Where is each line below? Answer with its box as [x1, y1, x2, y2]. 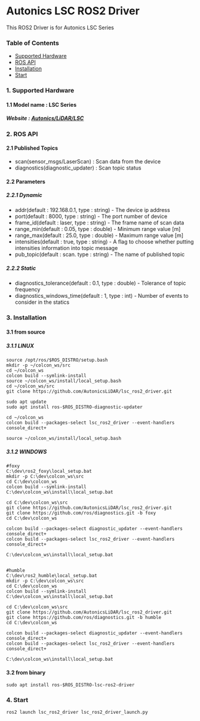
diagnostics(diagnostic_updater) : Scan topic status [14, 164, 141, 171]
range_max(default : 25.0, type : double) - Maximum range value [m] [14, 232, 184, 239]
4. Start [6, 696, 29, 704]
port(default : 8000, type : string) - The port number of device [14, 213, 168, 220]
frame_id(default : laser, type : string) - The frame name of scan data [14, 219, 184, 226]
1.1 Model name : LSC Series [6, 101, 76, 108]
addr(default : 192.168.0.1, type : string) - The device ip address [14, 207, 170, 214]
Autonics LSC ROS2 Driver [6, 4, 140, 18]
